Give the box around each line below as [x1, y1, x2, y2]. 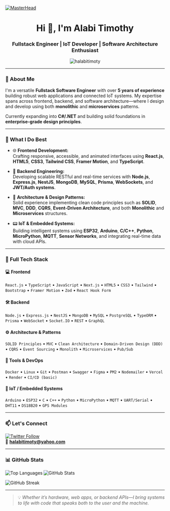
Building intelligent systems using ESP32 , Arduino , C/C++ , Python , [12, 228, 154, 234]
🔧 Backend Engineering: [12, 168, 65, 175]
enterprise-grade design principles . [5, 118, 82, 124]
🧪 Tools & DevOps [5, 357, 44, 364]
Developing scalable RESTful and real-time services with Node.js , [12, 174, 150, 180]
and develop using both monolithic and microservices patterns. [5, 103, 140, 109]
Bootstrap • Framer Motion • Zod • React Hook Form [5, 287, 111, 293]
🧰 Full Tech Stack [5, 256, 49, 263]
